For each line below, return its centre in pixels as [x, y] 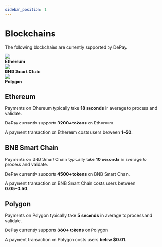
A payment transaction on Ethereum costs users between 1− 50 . [69, 132]
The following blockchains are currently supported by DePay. [66, 47]
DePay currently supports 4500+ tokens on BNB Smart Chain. [68, 174]
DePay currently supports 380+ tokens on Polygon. [57, 230]
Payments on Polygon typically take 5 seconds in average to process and [79, 215]
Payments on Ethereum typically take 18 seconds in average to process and [81, 108]
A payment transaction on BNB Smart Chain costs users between [70, 183]
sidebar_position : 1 [26, 9]
